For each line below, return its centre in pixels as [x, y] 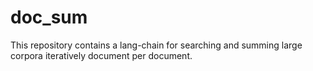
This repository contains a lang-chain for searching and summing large [156, 45]
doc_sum [49, 17]
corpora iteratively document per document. [101, 55]
